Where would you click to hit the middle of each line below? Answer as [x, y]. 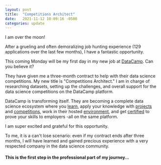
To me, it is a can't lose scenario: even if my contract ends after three [75, 136]
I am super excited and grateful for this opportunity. [57, 126]
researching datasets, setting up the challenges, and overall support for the [81, 87]
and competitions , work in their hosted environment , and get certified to [77, 112]
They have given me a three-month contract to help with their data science [80, 76]
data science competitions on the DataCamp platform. [59, 92]
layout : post [18, 10]
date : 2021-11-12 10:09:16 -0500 [41, 19]
